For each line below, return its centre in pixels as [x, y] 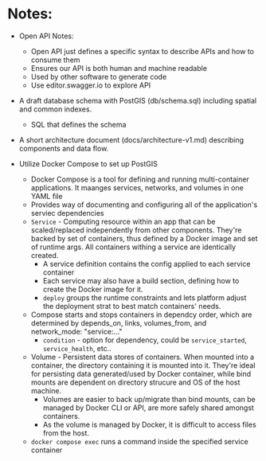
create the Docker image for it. [93, 289]
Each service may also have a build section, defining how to [141, 280]
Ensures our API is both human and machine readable [119, 68]
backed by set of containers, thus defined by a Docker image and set [144, 238]
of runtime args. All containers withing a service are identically [133, 247]
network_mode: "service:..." [76, 331]
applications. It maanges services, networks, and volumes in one [137, 187]
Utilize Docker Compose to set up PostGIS [88, 163]
